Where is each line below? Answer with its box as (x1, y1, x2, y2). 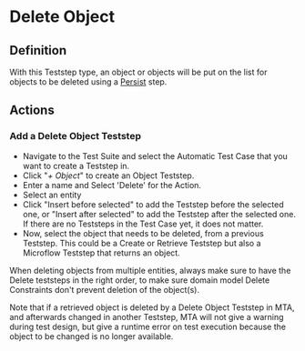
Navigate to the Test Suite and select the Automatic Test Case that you (22, 150, 289, 161)
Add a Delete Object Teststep (9, 130, 141, 143)
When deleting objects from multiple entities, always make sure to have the (9, 265, 291, 276)
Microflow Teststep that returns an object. (22, 247, 180, 258)
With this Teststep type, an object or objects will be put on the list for (9, 66, 268, 77)
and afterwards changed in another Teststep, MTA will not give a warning (9, 311, 284, 322)
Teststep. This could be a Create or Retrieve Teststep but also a (22, 237, 261, 248)
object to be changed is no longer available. (9, 330, 174, 342)
